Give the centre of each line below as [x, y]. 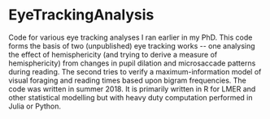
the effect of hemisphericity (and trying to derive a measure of [113, 54]
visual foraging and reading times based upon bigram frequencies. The [127, 80]
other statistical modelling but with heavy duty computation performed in [131, 97]
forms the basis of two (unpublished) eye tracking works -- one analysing [132, 45]
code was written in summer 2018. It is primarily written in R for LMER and [132, 89]
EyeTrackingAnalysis [81, 15]
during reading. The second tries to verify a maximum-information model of [135, 71]
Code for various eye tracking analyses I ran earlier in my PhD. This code [131, 37]
